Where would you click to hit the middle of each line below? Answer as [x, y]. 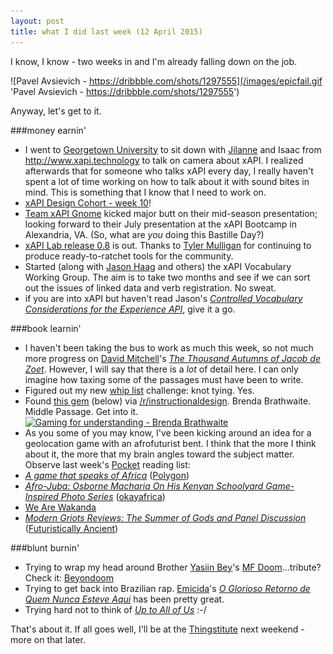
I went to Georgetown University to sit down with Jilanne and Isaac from [173, 149]
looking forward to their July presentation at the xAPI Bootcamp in [160, 224]
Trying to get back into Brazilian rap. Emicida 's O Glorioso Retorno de [167, 588]
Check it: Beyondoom [69, 577]
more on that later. [48, 639]
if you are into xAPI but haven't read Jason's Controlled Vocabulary [163, 298]
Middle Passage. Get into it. [81, 411]
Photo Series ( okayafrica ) [113, 496]
